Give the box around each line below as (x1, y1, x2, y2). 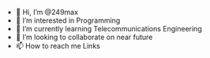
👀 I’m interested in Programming (15, 16, 121, 25)
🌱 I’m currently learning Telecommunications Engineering (15, 24, 203, 33)
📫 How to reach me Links (15, 42, 100, 50)
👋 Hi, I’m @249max (15, 8, 79, 16)
